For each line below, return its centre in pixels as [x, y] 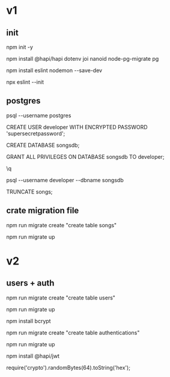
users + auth [30, 283]
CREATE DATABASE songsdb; [43, 145]
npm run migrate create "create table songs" [62, 225]
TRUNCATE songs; [29, 192]
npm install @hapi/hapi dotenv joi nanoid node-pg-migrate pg [83, 59]
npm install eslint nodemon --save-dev [54, 70]
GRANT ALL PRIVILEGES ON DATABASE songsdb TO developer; [85, 156]
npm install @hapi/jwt [33, 356]
